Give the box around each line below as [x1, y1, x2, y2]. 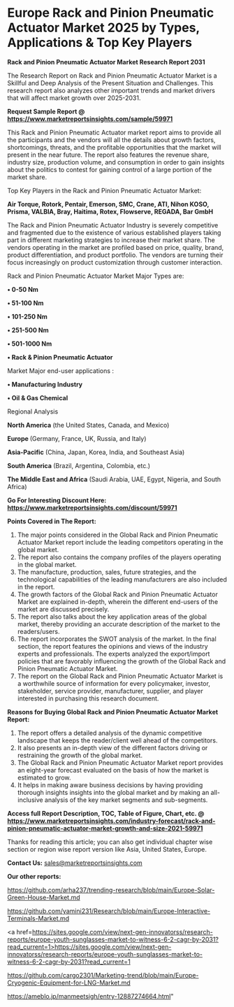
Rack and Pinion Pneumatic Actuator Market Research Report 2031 [7, 57, 205, 66]
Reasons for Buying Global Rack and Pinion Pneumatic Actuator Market [7, 707, 219, 716]
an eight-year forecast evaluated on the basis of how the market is [17, 766, 210, 774]
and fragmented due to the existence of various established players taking [7, 228, 221, 237]
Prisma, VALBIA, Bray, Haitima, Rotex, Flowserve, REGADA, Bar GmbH [7, 207, 214, 216]
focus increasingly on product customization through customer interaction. [7, 258, 223, 267]
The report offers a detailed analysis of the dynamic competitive [17, 728, 203, 737]
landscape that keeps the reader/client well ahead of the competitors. [17, 736, 218, 745]
